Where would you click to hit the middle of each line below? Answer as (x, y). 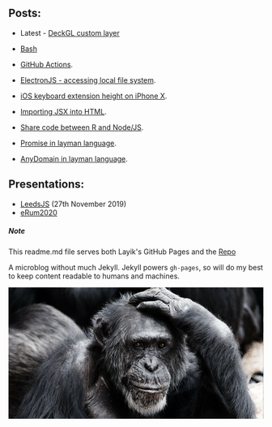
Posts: (25, 13)
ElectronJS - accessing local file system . (88, 80)
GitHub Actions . (47, 64)
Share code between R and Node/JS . (82, 127)
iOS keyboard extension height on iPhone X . (93, 96)
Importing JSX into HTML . (63, 111)
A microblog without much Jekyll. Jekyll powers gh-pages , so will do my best (136, 267)
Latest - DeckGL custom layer (70, 32)
